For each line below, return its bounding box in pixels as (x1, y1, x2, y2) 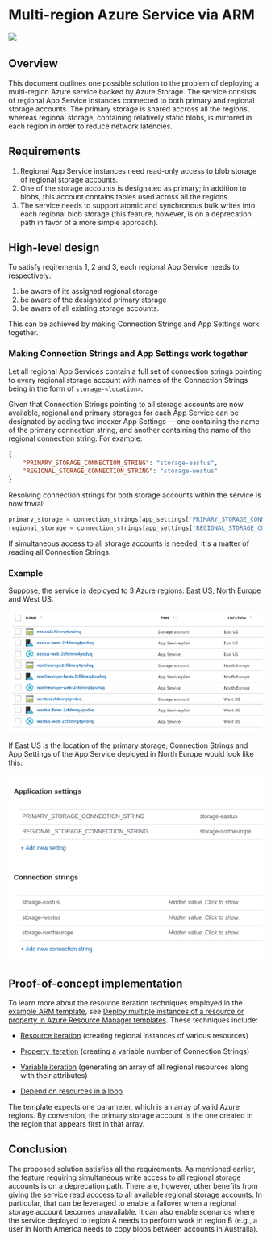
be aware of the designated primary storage (19, 295, 167, 304)
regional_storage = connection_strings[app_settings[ (8, 524, 194, 532)
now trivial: (8, 499, 45, 509)
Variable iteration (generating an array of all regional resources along (19, 1062, 249, 1072)
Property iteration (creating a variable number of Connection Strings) (19, 1047, 250, 1056)
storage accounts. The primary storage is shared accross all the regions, (8, 103, 250, 114)
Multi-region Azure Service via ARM (8, 6, 256, 24)
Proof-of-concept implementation (8, 976, 183, 990)
